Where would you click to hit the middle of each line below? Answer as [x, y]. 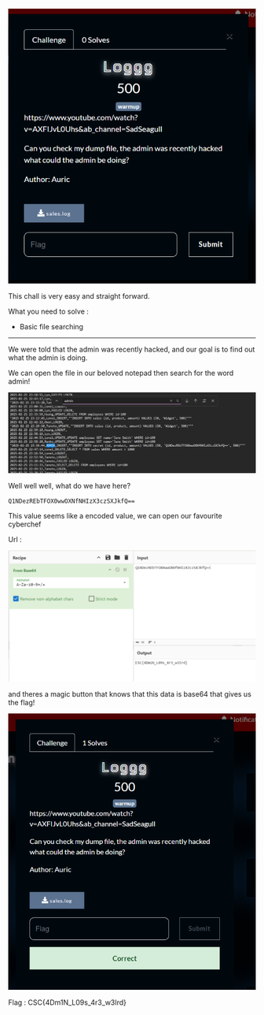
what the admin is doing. [48, 358]
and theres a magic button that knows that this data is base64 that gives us [130, 693]
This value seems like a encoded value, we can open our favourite [115, 515]
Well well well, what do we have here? [70, 485]
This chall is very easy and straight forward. [79, 296]
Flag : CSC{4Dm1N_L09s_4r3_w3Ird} [68, 1002]
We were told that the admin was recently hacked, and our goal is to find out [132, 349]
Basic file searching [51, 327]
